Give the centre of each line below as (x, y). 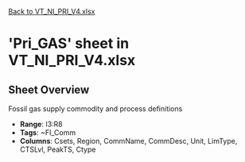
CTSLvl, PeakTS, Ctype (58, 149)
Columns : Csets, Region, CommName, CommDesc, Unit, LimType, (128, 141)
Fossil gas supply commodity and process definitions (95, 109)
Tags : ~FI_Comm (48, 133)
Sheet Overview (49, 89)
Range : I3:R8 (41, 124)
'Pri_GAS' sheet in (69, 44)
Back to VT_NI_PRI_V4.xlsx (52, 12)
